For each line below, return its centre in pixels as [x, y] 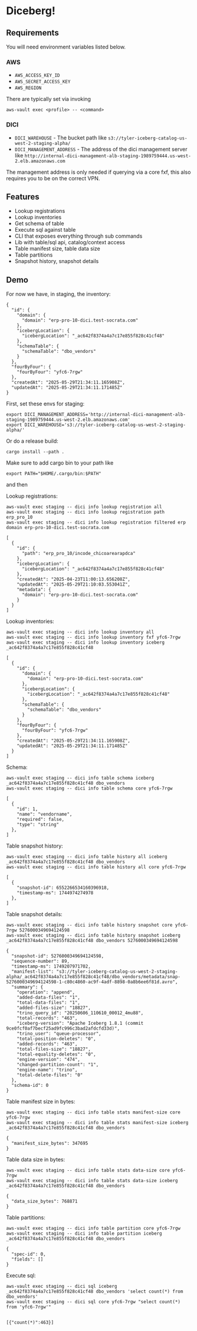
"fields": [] [27, 1259]
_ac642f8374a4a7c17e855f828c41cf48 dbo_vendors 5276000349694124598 [92, 941]
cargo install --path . [35, 452]
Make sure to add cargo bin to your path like [60, 463]
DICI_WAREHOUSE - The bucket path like [61, 138]
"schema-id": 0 [30, 1086]
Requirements [32, 33]
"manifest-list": [33, 972]
